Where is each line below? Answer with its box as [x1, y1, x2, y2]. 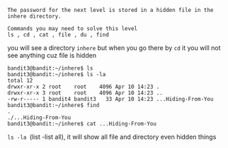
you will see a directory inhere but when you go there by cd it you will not [7, 44, 221, 52]
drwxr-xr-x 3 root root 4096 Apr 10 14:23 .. [7, 90, 163, 97]
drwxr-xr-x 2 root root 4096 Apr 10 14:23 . [7, 83, 160, 90]
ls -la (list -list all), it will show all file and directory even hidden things [7, 132, 217, 141]
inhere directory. [7, 13, 62, 20]
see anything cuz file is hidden [7, 51, 97, 59]
